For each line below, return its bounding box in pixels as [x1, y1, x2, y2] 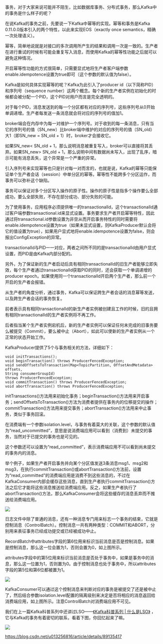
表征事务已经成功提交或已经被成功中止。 [17, 528, 98, 534]
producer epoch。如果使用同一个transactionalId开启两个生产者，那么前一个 [5, 273, 156, 279]
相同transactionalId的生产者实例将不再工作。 [9, 312, 98, 317]
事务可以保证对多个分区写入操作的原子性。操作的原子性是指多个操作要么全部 [5, 188, 158, 193]
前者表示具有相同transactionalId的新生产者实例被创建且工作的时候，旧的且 [5, 306, 154, 312]
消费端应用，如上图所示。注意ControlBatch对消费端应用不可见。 [5, 598, 133, 604]
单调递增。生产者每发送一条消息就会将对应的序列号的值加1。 [5, 110, 126, 116]
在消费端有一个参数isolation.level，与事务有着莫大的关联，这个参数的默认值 [5, 422, 156, 427]
